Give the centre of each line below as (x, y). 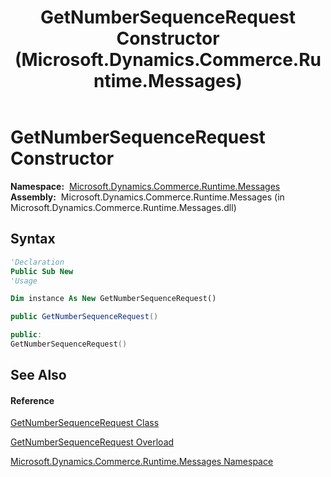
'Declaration (37, 262)
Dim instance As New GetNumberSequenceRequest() (113, 299)
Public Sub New (42, 271)
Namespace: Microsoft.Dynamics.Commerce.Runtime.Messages (145, 186)
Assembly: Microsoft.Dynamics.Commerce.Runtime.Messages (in (147, 197)
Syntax (33, 239)
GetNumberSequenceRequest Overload (92, 442)
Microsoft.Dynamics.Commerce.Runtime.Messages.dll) (123, 207)
